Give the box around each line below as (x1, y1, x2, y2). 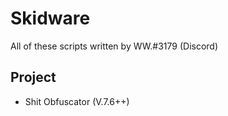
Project (10, 69, 57, 86)
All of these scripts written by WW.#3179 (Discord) (10, 40, 219, 52)
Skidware (10, 7, 91, 30)
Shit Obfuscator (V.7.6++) (24, 95, 130, 107)
